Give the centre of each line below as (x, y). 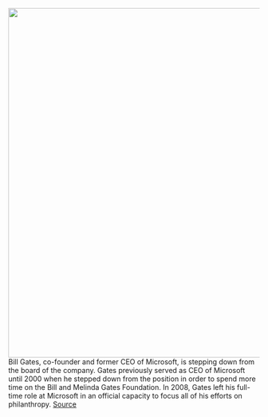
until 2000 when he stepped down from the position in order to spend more (132, 379)
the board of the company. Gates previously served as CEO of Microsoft (127, 370)
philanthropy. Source (43, 404)
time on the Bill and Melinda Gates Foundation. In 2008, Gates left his (122, 387)
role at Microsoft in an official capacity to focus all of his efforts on (134, 396)
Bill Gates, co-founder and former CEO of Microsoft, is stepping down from (132, 362)
